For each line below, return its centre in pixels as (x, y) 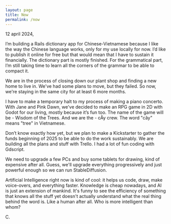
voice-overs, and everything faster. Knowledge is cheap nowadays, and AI (83, 185)
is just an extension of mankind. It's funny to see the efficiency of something (86, 191)
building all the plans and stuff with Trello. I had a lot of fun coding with (80, 144)
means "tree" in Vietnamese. (35, 123)
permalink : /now (22, 19)
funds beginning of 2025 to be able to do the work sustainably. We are (80, 139)
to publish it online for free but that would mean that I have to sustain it (80, 55)
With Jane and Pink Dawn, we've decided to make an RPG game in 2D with (84, 107)
